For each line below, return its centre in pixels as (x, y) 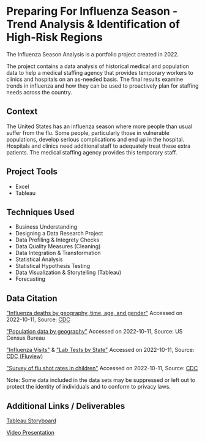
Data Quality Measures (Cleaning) (58, 246)
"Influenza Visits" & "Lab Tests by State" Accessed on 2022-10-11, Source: (100, 350)
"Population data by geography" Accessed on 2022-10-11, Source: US (95, 332)
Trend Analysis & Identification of (93, 24)
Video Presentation (31, 432)
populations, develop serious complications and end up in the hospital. (95, 139)
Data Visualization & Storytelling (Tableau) (68, 272)
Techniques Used (40, 212)
